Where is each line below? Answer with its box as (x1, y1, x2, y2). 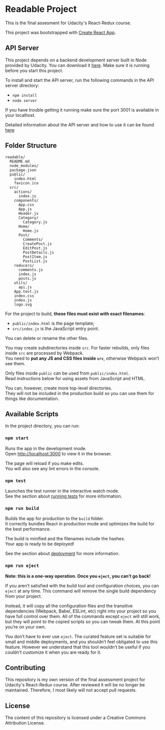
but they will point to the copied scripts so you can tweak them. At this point (5, 618, 160, 624)
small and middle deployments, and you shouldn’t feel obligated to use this (5, 638, 158, 645)
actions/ (14, 189, 32, 194)
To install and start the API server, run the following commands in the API (5, 77, 154, 83)
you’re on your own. (5, 623, 46, 630)
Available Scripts (5, 410, 58, 418)
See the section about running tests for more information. (5, 493, 122, 499)
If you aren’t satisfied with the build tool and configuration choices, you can (5, 582, 160, 588)
